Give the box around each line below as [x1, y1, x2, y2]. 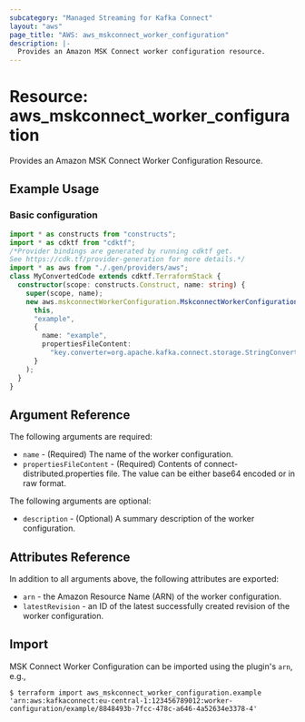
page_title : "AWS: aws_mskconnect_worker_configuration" [9, 30, 230, 39]
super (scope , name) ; [25, 289, 103, 298]
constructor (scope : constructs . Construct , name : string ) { [17, 280, 246, 290]
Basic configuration [9, 208, 98, 221]
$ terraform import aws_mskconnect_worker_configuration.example [9, 688, 261, 697]
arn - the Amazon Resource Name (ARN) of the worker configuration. [22, 591, 281, 602]
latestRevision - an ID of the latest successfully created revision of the [22, 601, 290, 611]
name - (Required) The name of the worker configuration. [22, 449, 233, 460]
